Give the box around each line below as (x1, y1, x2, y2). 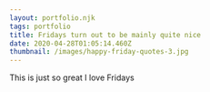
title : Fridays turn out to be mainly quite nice (9, 30, 202, 39)
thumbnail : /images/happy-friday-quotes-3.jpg (9, 47, 189, 56)
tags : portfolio (9, 22, 71, 31)
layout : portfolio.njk (9, 13, 95, 23)
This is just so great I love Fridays (9, 72, 135, 83)
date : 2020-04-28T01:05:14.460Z (9, 38, 132, 48)
